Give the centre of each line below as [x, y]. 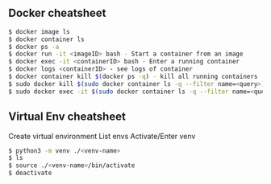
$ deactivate [30, 173]
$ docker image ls [39, 31]
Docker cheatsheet [57, 13]
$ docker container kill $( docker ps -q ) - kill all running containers [133, 77]
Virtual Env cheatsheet [67, 117]
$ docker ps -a [34, 47]
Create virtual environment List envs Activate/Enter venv [102, 136]
